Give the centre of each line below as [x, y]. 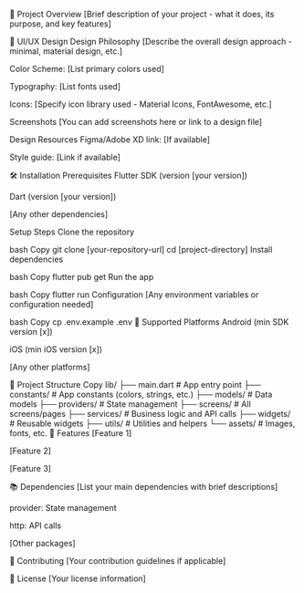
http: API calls [36, 525]
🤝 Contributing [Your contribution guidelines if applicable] [118, 561]
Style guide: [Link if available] [65, 157]
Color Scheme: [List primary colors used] [87, 69]
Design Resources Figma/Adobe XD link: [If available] [110, 140]
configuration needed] [52, 304]
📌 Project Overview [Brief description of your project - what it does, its [142, 14]
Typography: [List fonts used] [65, 86]
